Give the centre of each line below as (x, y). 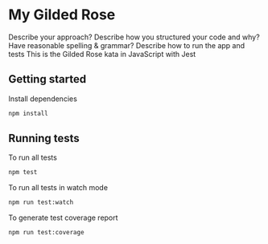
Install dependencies (43, 99)
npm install (28, 113)
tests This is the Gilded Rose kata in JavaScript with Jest (102, 54)
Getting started (47, 79)
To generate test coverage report (63, 218)
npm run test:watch (41, 202)
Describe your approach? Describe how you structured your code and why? (134, 37)
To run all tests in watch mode (58, 188)
